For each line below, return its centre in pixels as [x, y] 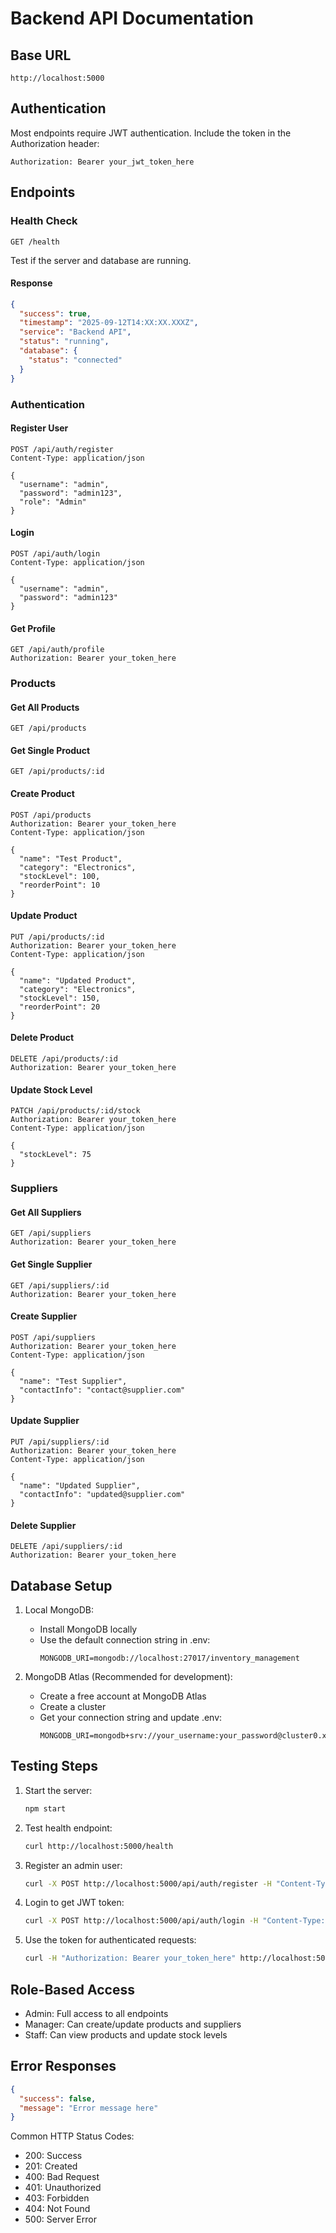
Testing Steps [54, 1766]
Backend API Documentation [132, 18]
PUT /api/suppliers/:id [60, 1442]
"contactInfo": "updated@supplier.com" [102, 1494]
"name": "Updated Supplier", [80, 1485]
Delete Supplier [43, 1525]
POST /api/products [51, 815]
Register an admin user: [73, 1865]
